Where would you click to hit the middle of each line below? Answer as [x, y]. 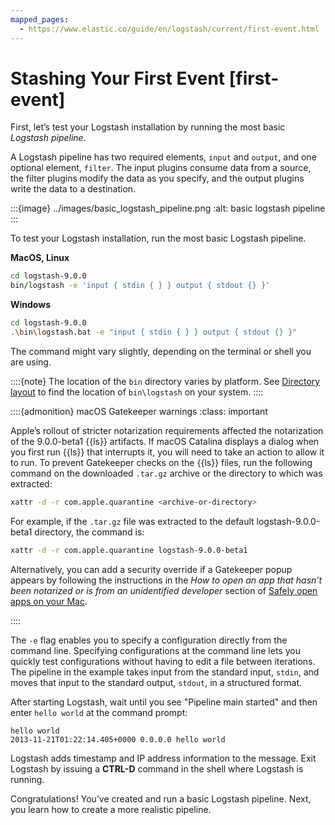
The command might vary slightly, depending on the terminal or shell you [161, 351]
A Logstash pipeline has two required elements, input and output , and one [163, 157]
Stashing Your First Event [118, 78]
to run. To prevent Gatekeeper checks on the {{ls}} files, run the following [161, 462]
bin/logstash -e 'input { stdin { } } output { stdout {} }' [140, 286]
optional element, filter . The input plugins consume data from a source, [161, 168]
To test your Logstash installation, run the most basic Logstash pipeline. [158, 238]
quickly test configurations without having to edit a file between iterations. [163, 661]
